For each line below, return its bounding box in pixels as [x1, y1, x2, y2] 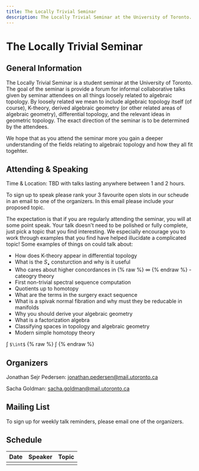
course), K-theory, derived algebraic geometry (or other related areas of [6, 104, 182, 111]
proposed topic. [6, 204, 45, 211]
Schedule [6, 435, 43, 445]
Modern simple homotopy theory [14, 329, 95, 337]
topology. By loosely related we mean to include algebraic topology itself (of [6, 98, 192, 105]
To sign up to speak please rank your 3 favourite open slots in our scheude [6, 191, 189, 198]
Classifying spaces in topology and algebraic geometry [14, 323, 150, 330]
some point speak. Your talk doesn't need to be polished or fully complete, [6, 222, 188, 229]
